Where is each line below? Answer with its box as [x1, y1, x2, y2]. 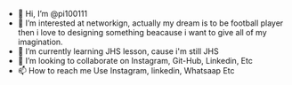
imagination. [17, 36, 64, 47]
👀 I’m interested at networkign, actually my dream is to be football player [17, 18, 284, 28]
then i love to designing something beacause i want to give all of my [17, 27, 267, 37]
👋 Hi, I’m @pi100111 [17, 9, 87, 19]
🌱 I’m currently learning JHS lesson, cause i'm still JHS [17, 46, 220, 57]
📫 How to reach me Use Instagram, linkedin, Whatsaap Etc [17, 66, 235, 75]
